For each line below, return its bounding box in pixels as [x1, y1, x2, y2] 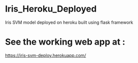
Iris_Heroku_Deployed [5, 3, 97, 15]
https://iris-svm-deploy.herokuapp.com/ [5, 52, 87, 58]
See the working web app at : [5, 36, 126, 47]
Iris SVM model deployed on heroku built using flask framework [5, 19, 134, 25]
